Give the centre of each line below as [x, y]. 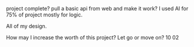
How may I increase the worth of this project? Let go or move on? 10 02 [93, 37]
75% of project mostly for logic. [44, 15]
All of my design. [26, 26]
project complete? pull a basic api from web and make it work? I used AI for [97, 9]
